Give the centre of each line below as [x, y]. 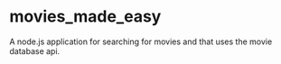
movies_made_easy [85, 17]
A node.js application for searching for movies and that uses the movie [141, 41]
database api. [35, 50]
